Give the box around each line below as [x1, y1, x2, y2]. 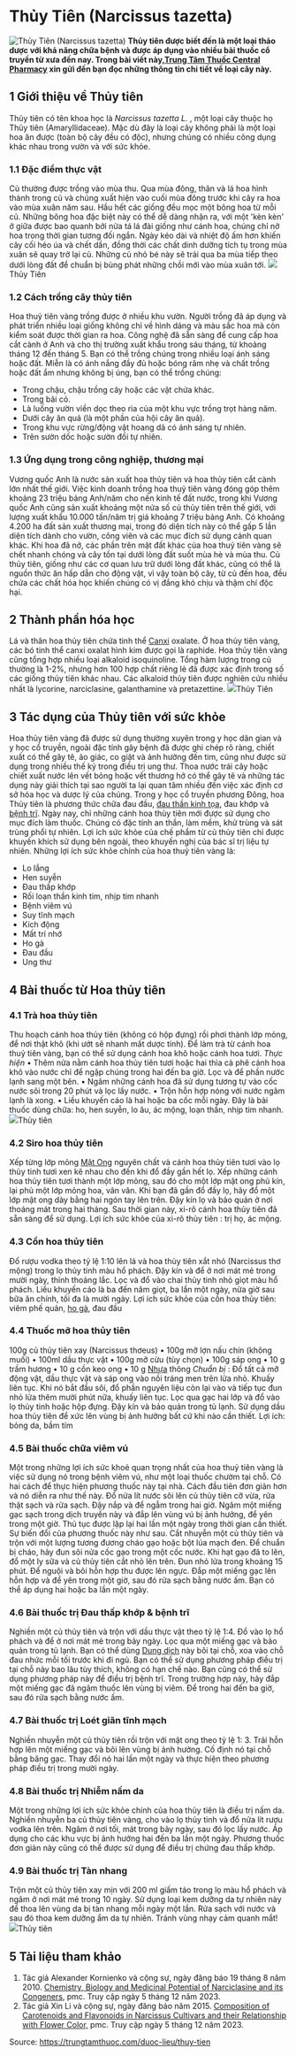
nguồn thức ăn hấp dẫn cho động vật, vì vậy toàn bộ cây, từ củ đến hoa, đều [9, 568, 287, 579]
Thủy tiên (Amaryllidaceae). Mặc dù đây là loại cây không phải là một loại [9, 122, 276, 133]
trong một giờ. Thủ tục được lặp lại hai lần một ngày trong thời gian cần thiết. [9, 1519, 288, 1530]
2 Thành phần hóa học [9, 612, 135, 627]
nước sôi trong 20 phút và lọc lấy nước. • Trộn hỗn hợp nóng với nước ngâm [9, 1086, 285, 1096]
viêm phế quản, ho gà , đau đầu [9, 1302, 122, 1313]
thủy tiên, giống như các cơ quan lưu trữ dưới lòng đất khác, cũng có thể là [9, 558, 281, 569]
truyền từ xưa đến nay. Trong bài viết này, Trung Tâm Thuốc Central [9, 54, 261, 65]
